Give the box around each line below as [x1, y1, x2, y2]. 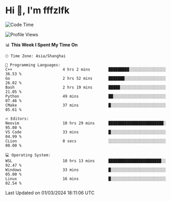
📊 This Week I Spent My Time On [5, 41, 78, 48]
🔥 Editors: [5, 116, 29, 121]
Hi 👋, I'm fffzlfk [5, 5, 70, 16]
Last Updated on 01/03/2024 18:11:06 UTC [5, 189, 95, 196]
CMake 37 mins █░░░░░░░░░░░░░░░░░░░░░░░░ [5, 102, 166, 108]
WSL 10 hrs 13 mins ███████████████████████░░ [5, 158, 166, 163]
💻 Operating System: [5, 152, 51, 158]
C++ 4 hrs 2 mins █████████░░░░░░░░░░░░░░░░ [5, 66, 166, 72]
